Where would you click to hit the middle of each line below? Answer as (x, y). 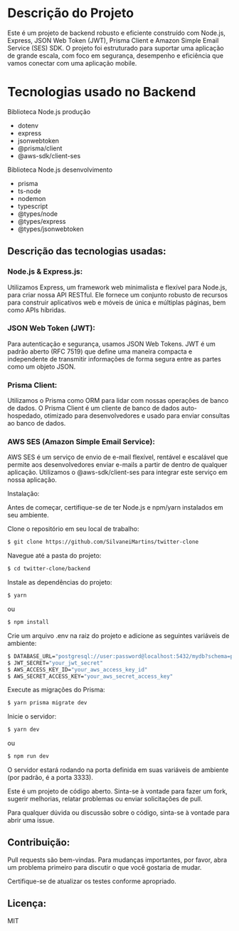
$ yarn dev (23, 730)
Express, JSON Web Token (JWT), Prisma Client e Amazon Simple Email (113, 40)
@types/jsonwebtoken (51, 229)
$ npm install (28, 622)
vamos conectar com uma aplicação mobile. (72, 63)
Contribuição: (39, 843)
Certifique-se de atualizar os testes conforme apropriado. (92, 881)
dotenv (28, 125)
